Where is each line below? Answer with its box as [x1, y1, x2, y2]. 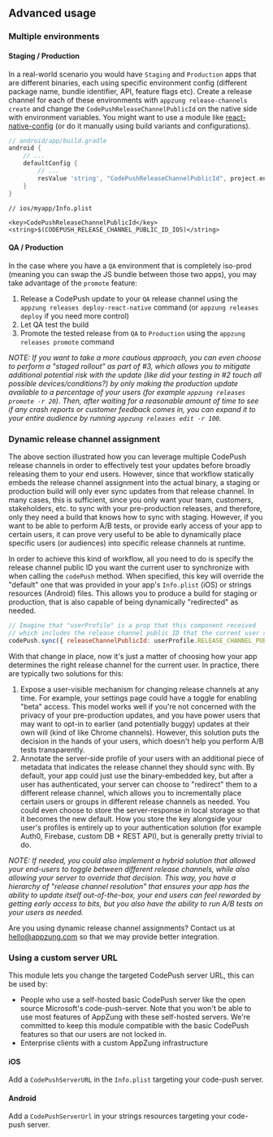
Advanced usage [8, 7, 97, 20]
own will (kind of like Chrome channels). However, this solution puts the [19, 727, 260, 737]
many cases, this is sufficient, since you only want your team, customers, [8, 495, 253, 505]
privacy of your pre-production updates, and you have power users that [19, 710, 261, 720]
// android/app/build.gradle [8, 137, 107, 145]
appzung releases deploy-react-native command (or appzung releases [19, 302, 259, 312]
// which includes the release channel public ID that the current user [8, 629, 260, 637]
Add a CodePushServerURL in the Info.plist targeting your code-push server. [8, 1074, 264, 1084]
